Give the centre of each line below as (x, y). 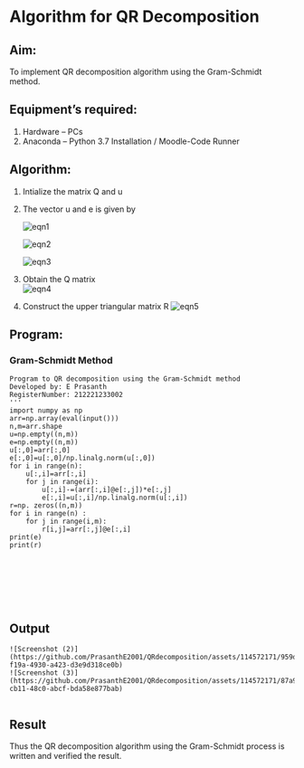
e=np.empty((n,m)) (44, 442)
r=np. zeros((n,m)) (46, 506)
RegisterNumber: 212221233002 (66, 395)
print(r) (26, 545)
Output (29, 628)
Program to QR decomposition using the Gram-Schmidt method (125, 379)
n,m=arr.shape (36, 427)
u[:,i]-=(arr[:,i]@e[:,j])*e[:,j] (107, 490)
